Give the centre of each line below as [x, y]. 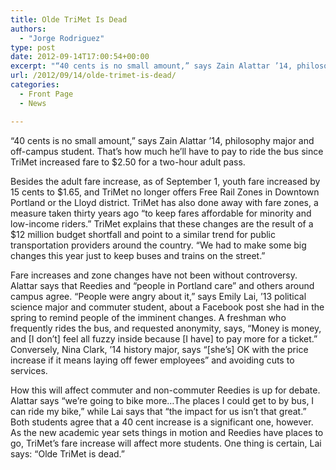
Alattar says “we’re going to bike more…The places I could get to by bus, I [162, 400]
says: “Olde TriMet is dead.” [68, 453]
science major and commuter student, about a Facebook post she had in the [167, 307]
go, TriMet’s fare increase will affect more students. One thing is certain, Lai [166, 443]
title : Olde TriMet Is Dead [69, 19]
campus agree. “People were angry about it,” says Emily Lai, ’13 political [158, 296]
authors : [28, 29]
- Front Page [46, 94]
